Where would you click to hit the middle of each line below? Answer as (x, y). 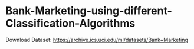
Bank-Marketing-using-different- (89, 11)
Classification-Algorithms (70, 23)
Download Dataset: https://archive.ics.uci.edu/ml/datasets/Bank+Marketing (97, 40)
